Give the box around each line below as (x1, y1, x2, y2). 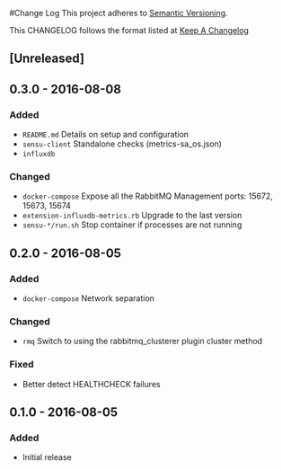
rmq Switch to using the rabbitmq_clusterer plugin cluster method (22, 336, 263, 347)
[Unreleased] (9, 51, 85, 67)
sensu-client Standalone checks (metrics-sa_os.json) (22, 138, 223, 149)
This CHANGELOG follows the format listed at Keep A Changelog (9, 25, 250, 35)
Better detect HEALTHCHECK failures (22, 378, 161, 389)
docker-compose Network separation (22, 293, 155, 304)
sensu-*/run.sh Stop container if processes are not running (22, 219, 242, 230)
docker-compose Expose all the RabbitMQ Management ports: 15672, (22, 191, 274, 201)
